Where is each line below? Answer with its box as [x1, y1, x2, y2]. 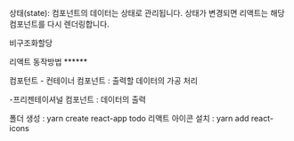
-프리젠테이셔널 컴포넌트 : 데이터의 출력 [9, 94, 147, 105]
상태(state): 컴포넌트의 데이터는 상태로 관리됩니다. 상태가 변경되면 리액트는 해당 [9, 8, 285, 18]
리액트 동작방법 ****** [9, 57, 88, 67]
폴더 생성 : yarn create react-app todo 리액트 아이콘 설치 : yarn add [9, 114, 249, 123]
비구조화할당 [9, 38, 53, 48]
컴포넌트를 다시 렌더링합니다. [9, 19, 110, 29]
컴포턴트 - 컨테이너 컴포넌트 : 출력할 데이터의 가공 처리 [9, 75, 199, 86]
